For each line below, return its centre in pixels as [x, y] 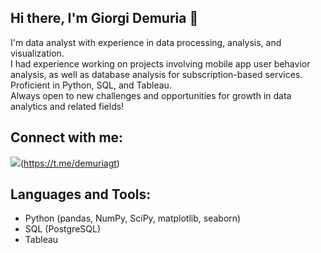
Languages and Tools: [81, 194]
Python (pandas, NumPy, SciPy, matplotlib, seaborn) [133, 218]
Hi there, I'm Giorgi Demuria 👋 [104, 18]
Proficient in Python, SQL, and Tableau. [91, 85]
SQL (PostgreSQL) [63, 229]
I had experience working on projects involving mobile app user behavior [160, 63]
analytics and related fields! [67, 106]
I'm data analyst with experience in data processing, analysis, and [146, 42]
